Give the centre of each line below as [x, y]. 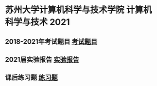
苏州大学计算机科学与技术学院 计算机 [78, 10]
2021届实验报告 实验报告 [42, 60]
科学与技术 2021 [37, 22]
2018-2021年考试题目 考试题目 [51, 42]
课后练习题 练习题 [31, 77]
